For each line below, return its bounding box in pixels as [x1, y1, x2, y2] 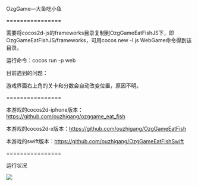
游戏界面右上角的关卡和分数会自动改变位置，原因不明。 [6, 82, 142, 89]
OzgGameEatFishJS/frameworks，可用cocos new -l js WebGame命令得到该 [6, 37, 192, 43]
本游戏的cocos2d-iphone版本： [6, 106, 83, 113]
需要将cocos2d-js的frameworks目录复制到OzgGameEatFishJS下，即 [6, 29, 174, 36]
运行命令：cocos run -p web [6, 57, 76, 64]
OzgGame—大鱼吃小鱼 [6, 5, 62, 12]
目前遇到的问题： [6, 70, 48, 76]
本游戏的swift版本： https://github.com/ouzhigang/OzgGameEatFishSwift [6, 138, 184, 144]
